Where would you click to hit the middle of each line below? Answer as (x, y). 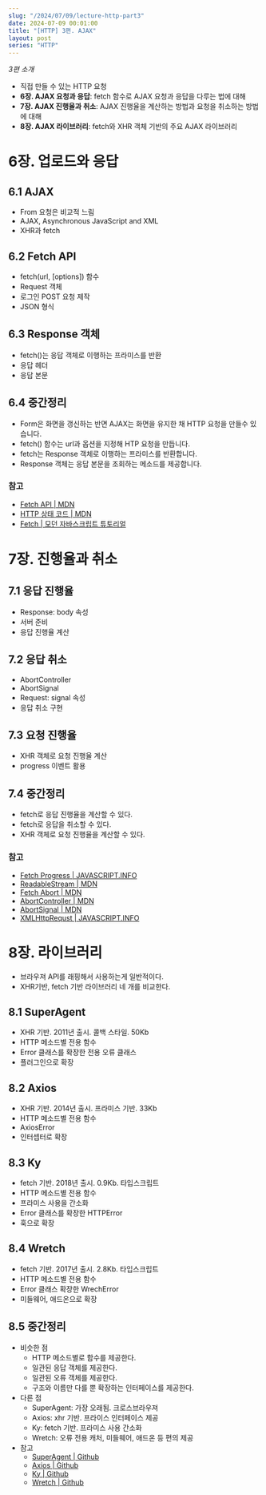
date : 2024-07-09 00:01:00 (53, 23)
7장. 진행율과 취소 (63, 560)
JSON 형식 (37, 306)
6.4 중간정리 (38, 403)
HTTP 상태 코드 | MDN (56, 514)
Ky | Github (50, 1473)
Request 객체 (41, 286)
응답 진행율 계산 (44, 632)
